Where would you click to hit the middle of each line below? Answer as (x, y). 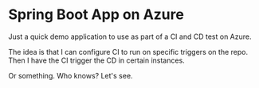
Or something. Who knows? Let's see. (71, 75)
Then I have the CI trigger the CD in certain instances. (96, 60)
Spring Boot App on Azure (96, 15)
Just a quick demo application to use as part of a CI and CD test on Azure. (130, 36)
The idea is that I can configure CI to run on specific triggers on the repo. (128, 52)
